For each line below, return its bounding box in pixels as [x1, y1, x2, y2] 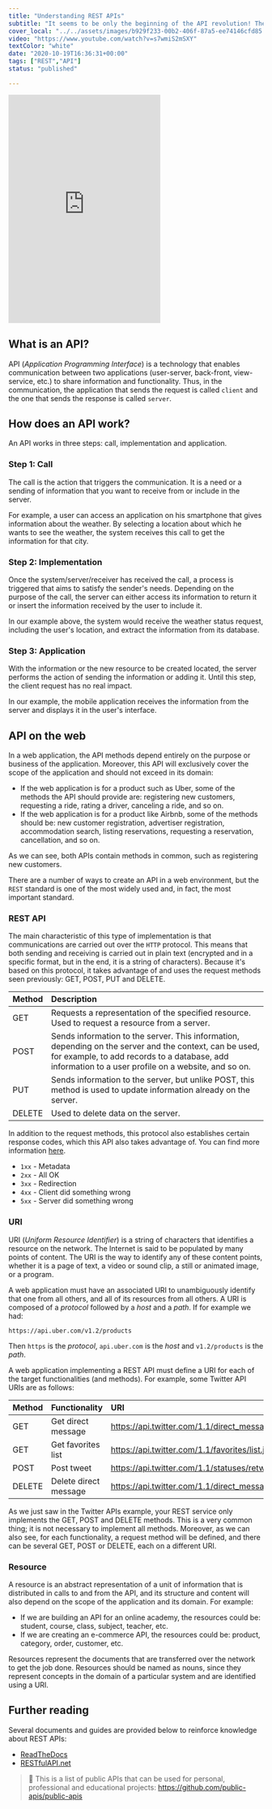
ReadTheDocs [19, 1749, 68, 1759]
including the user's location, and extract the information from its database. [8, 624, 260, 634]
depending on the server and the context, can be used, [51, 1041, 260, 1052]
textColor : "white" [8, 42, 74, 50]
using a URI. [8, 1680, 49, 1690]
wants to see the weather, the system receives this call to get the [8, 527, 225, 537]
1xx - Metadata [19, 1162, 70, 1172]
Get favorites [51, 1439, 100, 1450]
